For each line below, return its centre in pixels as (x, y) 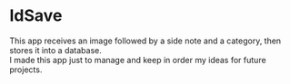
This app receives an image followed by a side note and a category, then (145, 41)
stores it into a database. (55, 50)
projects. (26, 70)
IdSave (36, 16)
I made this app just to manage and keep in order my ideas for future (138, 60)
